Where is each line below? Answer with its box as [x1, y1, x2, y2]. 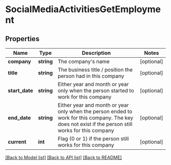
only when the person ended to [58, 108, 132, 115]
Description [81, 50, 111, 56]
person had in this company [58, 72, 125, 79]
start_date [8, 87, 34, 94]
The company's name [58, 58, 110, 65]
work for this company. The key [58, 114, 133, 121]
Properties [5, 34, 40, 43]
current [8, 138, 26, 145]
